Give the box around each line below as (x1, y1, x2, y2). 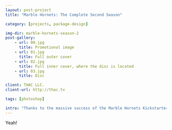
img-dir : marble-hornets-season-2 (5, 31, 79, 36)
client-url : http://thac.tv (5, 87, 66, 92)
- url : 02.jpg (14, 59, 45, 64)
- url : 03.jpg (14, 68, 45, 74)
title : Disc (18, 73, 45, 79)
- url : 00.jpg (14, 40, 45, 45)
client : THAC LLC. (5, 83, 45, 88)
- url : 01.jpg (14, 49, 45, 55)
